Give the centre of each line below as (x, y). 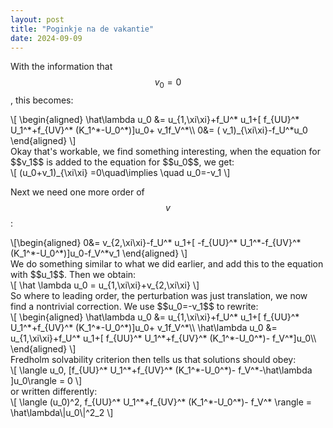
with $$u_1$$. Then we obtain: (73, 275)
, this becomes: (42, 100)
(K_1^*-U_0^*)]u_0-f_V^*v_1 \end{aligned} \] (99, 253)
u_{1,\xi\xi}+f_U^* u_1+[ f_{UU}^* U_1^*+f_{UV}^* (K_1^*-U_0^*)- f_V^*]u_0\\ (163, 338)
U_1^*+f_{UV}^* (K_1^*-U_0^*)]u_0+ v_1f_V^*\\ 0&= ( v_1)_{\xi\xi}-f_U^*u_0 (159, 130)
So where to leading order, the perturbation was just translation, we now (159, 296)
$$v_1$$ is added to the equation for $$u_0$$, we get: (122, 162)
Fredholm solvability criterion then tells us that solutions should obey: (153, 360)
